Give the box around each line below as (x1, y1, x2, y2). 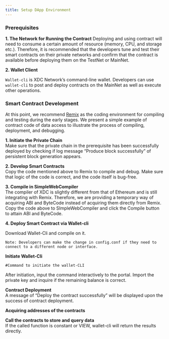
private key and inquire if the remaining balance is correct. (5, 277, 127, 283)
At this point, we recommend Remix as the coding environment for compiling (5, 112, 164, 118)
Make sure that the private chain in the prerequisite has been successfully (5, 142, 159, 149)
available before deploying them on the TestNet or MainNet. (5, 57, 130, 63)
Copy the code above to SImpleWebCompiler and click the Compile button (5, 205, 160, 211)
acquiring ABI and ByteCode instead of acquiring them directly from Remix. (5, 200, 161, 206)
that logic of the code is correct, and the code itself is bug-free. (5, 174, 138, 180)
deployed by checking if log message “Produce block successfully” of (5, 148, 151, 154)
